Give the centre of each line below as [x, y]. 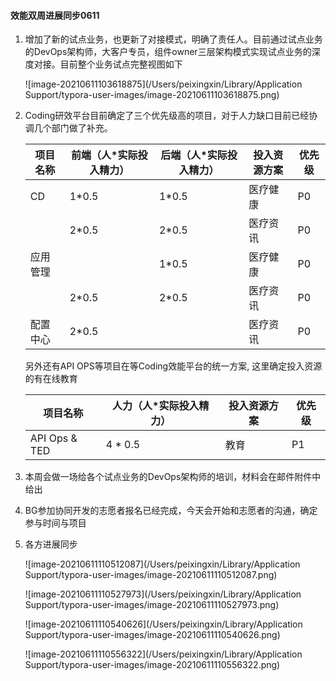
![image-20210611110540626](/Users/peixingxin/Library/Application [163, 624]
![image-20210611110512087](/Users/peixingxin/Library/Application [162, 564]
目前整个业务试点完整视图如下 [121, 64]
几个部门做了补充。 [73, 128]
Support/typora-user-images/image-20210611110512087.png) [151, 575]
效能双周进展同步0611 [55, 15]
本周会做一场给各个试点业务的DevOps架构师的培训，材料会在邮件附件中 [173, 477]
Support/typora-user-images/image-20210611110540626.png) [152, 635]
